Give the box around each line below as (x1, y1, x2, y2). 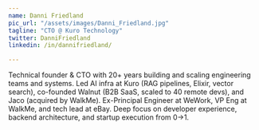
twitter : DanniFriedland (8, 33, 91, 42)
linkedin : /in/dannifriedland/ (8, 41, 112, 49)
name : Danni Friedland (8, 11, 84, 20)
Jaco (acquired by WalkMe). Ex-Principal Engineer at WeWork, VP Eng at (8, 96, 247, 105)
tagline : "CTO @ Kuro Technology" (8, 26, 124, 34)
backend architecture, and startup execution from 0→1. (8, 112, 190, 122)
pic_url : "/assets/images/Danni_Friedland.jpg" (8, 19, 170, 27)
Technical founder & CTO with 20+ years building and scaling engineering (8, 70, 251, 80)
